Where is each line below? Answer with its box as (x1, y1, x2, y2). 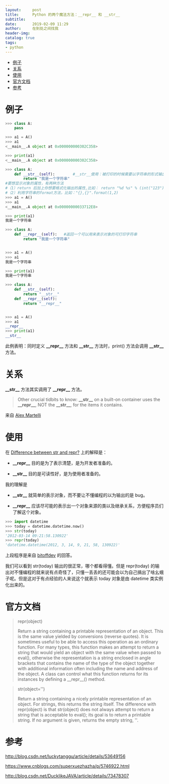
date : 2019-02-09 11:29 (5, 21, 69, 27)
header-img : (5, 31, 30, 36)
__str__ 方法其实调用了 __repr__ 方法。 (5, 386, 85, 392)
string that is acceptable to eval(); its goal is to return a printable (17, 712, 151, 718)
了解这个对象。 (12, 509, 44, 515)
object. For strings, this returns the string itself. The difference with (17, 701, 156, 707)
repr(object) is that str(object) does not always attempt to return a (17, 706, 154, 712)
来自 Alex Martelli (5, 412, 41, 418)
